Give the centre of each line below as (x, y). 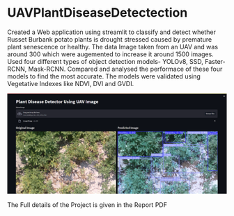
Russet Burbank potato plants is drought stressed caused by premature (110, 39)
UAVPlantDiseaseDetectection (97, 13)
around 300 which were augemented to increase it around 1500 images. (110, 54)
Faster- (215, 61)
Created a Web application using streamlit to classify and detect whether (111, 32)
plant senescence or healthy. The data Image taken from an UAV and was (112, 47)
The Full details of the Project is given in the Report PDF (87, 205)
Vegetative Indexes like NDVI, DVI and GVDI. (71, 83)
